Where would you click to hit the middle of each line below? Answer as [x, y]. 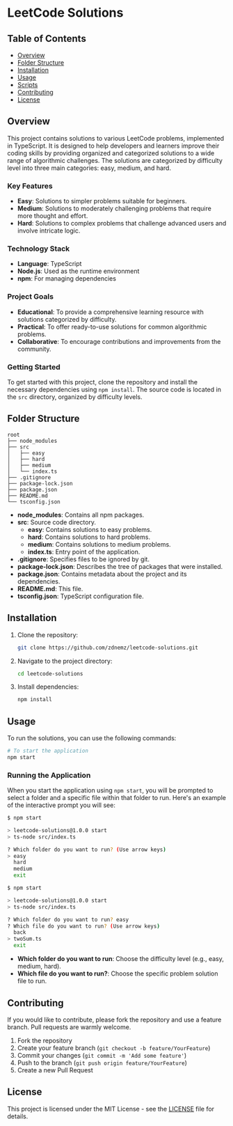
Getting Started [34, 367]
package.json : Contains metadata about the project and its [102, 574]
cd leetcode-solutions [50, 673]
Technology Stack [39, 249]
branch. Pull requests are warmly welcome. [69, 1027]
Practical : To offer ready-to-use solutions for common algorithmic [112, 327]
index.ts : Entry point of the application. [84, 552]
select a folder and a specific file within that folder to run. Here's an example [116, 798]
